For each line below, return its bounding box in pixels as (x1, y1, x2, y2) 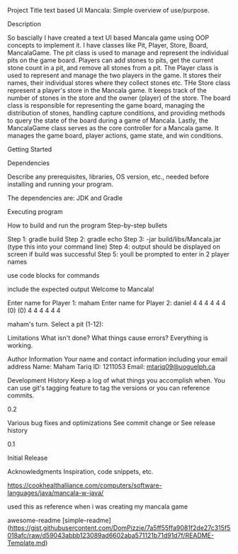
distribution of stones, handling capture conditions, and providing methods (7, 109, 225, 117)
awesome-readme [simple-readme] (7, 516, 111, 524)
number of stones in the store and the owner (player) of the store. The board (7, 94, 231, 102)
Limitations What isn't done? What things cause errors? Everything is (7, 334, 209, 342)
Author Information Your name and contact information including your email (7, 355, 228, 363)
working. (7, 341, 33, 349)
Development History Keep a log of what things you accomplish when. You (7, 376, 225, 385)
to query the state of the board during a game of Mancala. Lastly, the (7, 116, 209, 125)
